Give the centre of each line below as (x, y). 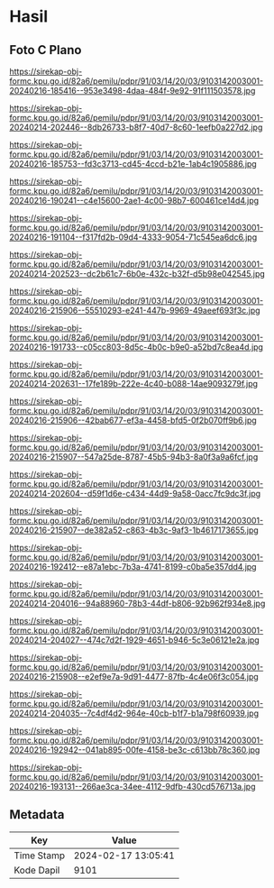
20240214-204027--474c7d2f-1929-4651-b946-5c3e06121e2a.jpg (134, 640)
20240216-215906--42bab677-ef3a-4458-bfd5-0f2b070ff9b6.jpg (133, 420)
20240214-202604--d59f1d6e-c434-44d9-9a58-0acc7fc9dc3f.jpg (135, 494)
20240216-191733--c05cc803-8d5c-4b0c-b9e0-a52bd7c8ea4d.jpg (137, 347)
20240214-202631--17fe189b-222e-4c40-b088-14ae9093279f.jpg (134, 384)
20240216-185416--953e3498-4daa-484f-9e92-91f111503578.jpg (132, 91)
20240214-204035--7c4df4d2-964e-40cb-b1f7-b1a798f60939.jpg (134, 713)
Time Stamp (40, 856)
